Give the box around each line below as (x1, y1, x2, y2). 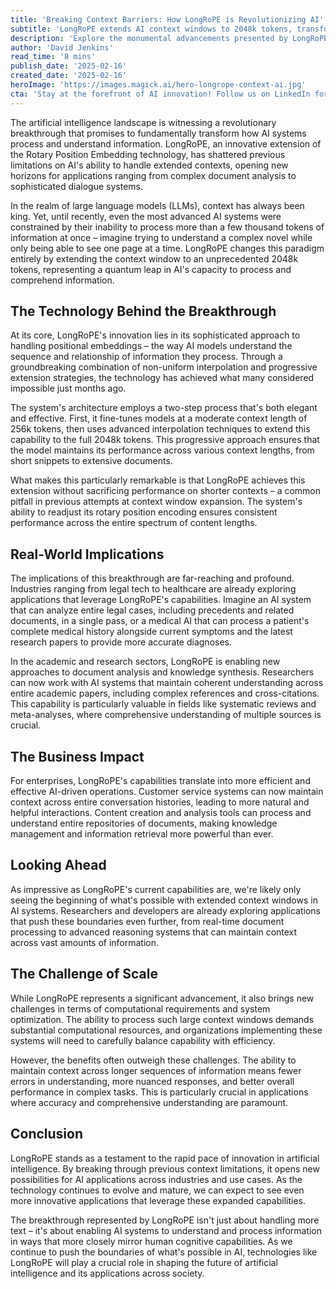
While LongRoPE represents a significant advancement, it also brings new (10, 992, 315, 1004)
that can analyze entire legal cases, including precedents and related (10, 604, 295, 616)
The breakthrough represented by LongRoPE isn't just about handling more (10, 1214, 320, 1226)
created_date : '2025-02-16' (10, 71, 128, 81)
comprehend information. (10, 274, 115, 286)
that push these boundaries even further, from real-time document (10, 915, 285, 927)
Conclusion (10, 1126, 84, 1143)
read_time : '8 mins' (10, 52, 97, 62)
